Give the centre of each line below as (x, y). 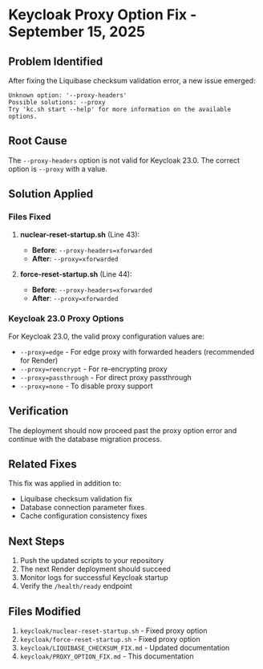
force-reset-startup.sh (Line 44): (76, 274)
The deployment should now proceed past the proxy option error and (123, 430)
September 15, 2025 (77, 32)
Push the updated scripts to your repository (92, 561)
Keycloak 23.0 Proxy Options (66, 318)
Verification (38, 411)
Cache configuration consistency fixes (83, 516)
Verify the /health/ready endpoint (76, 586)
